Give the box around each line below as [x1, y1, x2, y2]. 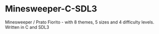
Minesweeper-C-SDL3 [5, 3, 98, 14]
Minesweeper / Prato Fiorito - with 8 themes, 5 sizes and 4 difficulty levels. [5, 19, 155, 25]
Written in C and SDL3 [5, 24, 49, 30]
